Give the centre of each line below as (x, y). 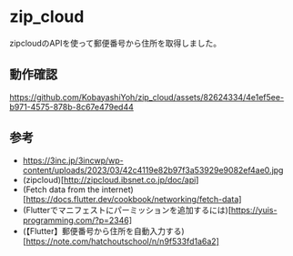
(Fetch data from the (61, 189)
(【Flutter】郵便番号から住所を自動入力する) (103, 230)
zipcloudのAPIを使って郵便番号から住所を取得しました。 (115, 43)
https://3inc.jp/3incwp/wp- (73, 160)
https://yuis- (254, 210)
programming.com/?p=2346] (77, 220)
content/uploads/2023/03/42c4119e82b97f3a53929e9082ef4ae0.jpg (153, 169)
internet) (117, 189)
